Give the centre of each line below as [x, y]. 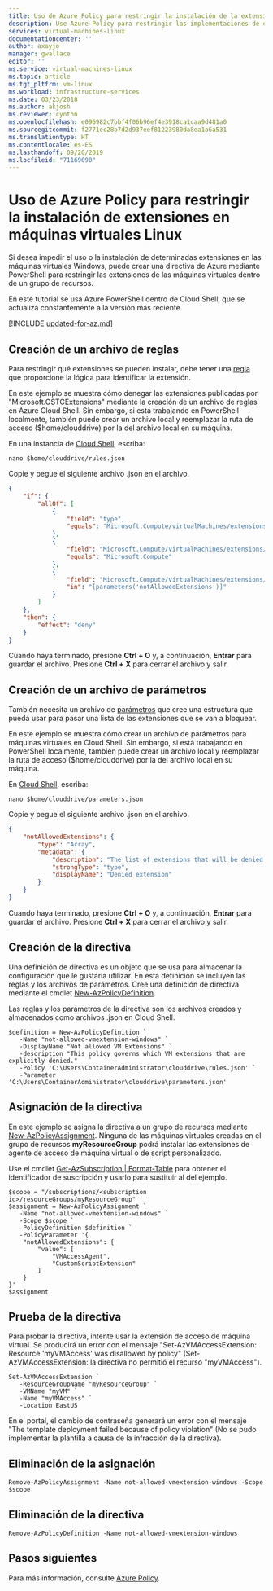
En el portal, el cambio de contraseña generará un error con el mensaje [128, 1421]
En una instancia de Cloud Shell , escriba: [77, 444]
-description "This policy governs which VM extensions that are [132, 1053]
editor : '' [27, 62]
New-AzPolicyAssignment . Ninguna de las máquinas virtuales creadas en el [135, 1135]
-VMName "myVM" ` [49, 1391]
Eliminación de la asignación [82, 1464]
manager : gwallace [39, 54]
